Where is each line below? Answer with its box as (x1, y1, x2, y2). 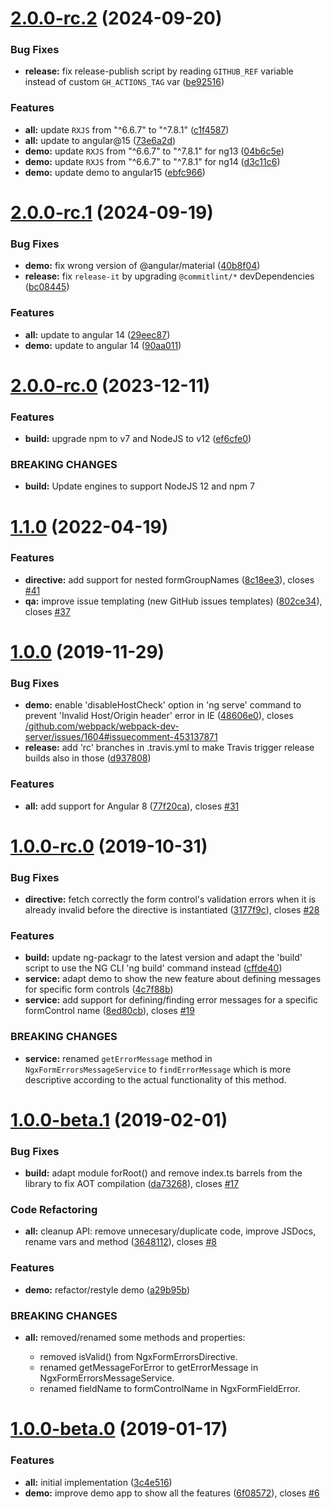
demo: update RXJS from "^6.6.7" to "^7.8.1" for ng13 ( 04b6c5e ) (24, 145, 285, 157)
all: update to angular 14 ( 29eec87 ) (24, 328, 171, 341)
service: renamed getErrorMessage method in (24, 1052, 213, 1064)
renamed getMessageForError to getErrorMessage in (39, 1362, 259, 1374)
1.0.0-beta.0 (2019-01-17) (10, 1418, 228, 1441)
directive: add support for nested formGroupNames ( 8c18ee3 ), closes (24, 573, 315, 586)
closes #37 (24, 605, 71, 617)
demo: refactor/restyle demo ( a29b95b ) (24, 1283, 191, 1296)
